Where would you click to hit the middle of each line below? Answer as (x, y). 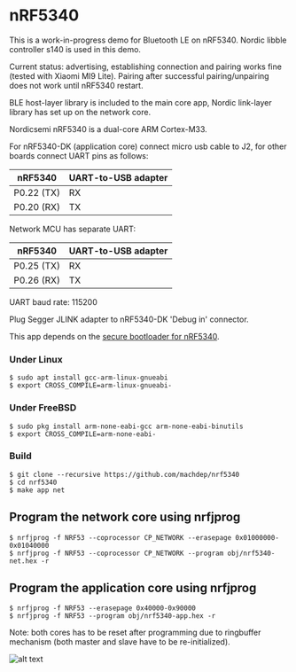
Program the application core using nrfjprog (133, 588)
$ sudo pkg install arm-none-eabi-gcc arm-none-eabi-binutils (126, 426)
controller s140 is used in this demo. (75, 49)
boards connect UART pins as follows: (79, 155)
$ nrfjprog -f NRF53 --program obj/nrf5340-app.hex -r (113, 616)
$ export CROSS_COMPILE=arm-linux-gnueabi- (91, 386)
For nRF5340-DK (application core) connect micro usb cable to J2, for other (148, 146)
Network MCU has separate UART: (73, 229)
